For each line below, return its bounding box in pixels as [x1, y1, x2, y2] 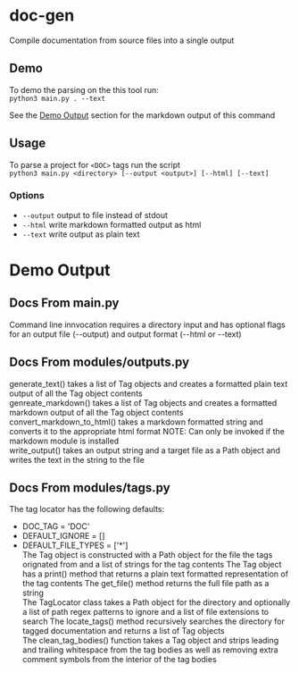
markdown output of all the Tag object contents [9, 407, 184, 417]
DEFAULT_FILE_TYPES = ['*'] [21, 540, 129, 551]
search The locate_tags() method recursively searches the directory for [21, 616, 286, 627]
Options [9, 189, 45, 202]
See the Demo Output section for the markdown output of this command [9, 109, 276, 121]
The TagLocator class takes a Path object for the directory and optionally [21, 597, 291, 608]
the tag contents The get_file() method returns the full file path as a [21, 578, 270, 589]
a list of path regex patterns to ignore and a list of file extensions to [21, 607, 270, 618]
